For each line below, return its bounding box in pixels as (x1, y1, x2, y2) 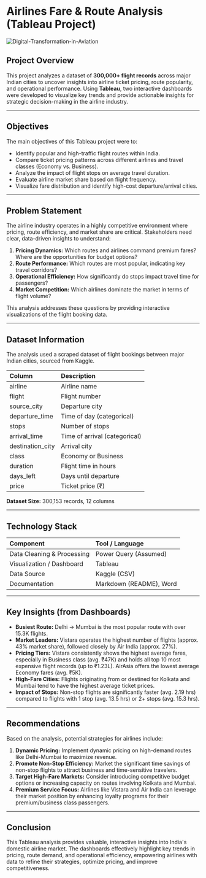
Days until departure (61, 472, 120, 480)
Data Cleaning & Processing (9, 550, 90, 558)
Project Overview (6, 55, 74, 66)
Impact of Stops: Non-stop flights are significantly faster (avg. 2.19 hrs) (15, 688, 196, 696)
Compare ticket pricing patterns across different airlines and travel (15, 156, 183, 163)
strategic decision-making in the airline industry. (6, 98, 129, 105)
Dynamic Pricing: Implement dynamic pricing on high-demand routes (15, 747, 192, 754)
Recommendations (6, 718, 80, 729)
